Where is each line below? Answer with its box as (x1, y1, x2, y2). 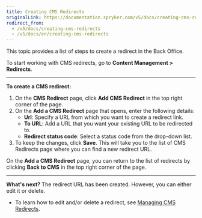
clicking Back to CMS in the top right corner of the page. (6, 163, 147, 171)
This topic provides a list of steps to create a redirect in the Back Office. (6, 47, 185, 55)
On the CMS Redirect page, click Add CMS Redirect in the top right (14, 94, 183, 102)
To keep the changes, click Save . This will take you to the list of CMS (14, 139, 186, 147)
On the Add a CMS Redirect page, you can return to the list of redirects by (6, 157, 191, 165)
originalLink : (6, 14, 42, 20)
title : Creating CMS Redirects (6, 8, 85, 15)
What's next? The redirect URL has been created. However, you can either (6, 181, 192, 188)
